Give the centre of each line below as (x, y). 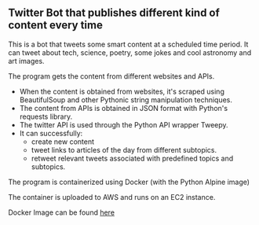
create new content (63, 142)
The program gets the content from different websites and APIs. (111, 76)
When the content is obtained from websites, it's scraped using (122, 91)
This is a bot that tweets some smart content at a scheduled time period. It (128, 44)
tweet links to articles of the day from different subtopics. (124, 149)
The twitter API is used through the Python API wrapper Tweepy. (124, 124)
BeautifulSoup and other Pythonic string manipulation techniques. (126, 100)
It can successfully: (51, 133)
